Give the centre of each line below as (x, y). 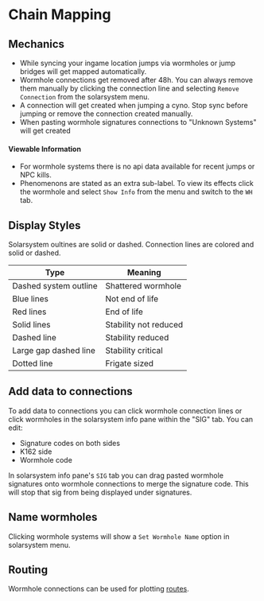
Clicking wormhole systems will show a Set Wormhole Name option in (119, 536)
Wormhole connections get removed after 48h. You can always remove (136, 80)
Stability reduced (137, 338)
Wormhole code (46, 459)
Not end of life (132, 299)
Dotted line (33, 363)
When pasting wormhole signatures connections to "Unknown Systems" (138, 122)
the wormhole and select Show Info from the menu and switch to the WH (136, 192)
